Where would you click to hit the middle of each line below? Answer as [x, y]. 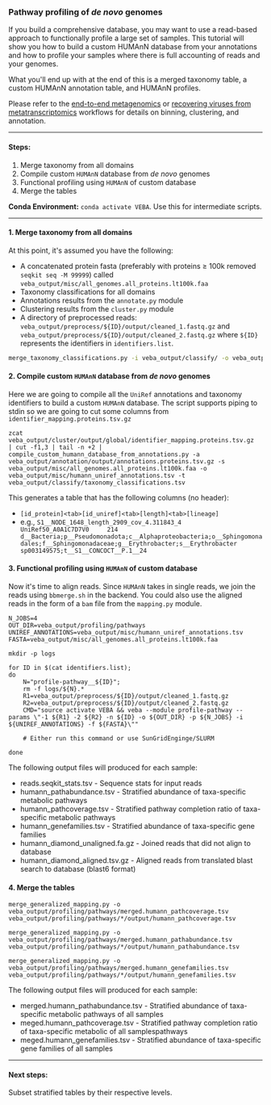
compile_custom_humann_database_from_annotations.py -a [104, 454]
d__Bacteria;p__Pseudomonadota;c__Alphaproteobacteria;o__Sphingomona [141, 536]
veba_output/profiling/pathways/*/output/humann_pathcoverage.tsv [122, 919]
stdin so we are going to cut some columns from [89, 411]
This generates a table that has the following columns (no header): [119, 497]
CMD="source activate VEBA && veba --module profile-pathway [127, 710]
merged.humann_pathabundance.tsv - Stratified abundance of [124, 1006]
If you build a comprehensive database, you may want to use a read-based [133, 30]
